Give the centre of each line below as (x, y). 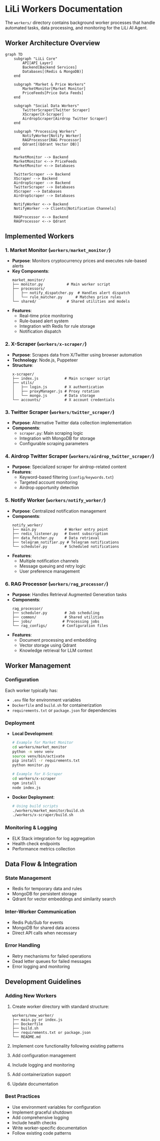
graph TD (14, 54)
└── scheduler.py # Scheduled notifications (65, 546)
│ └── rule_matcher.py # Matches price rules (67, 297)
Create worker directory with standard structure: (61, 1007)
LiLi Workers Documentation (64, 9)
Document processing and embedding (58, 640)
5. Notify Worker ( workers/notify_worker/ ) (55, 500)
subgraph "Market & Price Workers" (50, 84)
